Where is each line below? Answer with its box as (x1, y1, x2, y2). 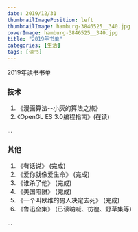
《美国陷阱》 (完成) (16, 187, 72, 196)
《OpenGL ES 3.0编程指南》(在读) (16, 113, 110, 121)
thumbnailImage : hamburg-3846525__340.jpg (7, 23, 130, 30)
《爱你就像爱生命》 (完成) (16, 170, 90, 179)
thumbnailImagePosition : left (7, 17, 94, 23)
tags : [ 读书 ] (7, 49, 43, 56)
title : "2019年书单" (7, 36, 63, 43)
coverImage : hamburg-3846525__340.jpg (7, 29, 118, 36)
